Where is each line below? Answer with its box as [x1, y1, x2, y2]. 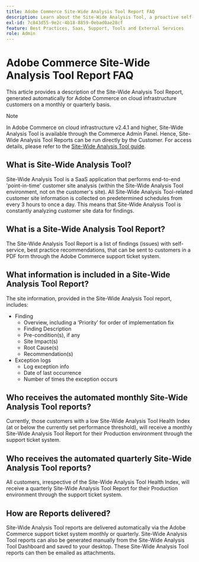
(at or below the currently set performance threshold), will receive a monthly [6, 424, 192, 431]
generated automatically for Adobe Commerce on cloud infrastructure [6, 95, 176, 102]
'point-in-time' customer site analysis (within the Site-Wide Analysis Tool [6, 182, 184, 189]
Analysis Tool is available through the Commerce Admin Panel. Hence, [6, 130, 178, 137]
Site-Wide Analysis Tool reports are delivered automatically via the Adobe [6, 524, 186, 531]
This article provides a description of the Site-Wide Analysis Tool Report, [6, 88, 184, 95]
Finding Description [23, 325, 72, 332]
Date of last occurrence [23, 369, 82, 376]
